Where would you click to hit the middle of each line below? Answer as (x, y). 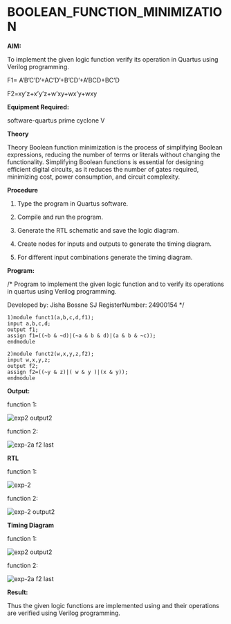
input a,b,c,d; (29, 323)
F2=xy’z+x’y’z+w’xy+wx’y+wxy (52, 93)
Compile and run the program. (60, 217)
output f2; (23, 366)
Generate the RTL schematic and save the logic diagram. (98, 230)
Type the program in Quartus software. (73, 203)
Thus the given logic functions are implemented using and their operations (113, 605)
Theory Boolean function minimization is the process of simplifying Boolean (115, 147)
